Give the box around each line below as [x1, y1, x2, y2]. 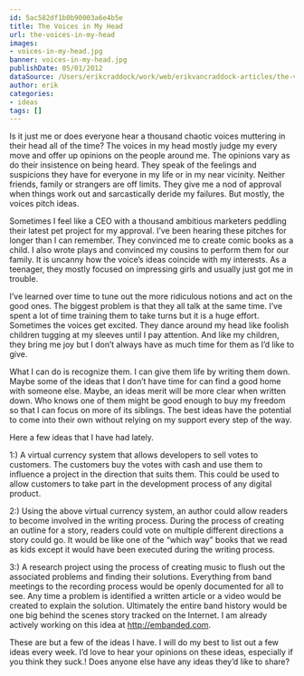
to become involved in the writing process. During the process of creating [9, 516, 285, 526]
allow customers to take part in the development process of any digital [9, 478, 272, 489]
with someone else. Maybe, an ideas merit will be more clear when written [9, 386, 287, 397]
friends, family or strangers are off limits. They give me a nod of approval [9, 179, 282, 190]
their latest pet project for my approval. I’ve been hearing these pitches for [9, 226, 287, 237]
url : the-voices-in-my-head [9, 30, 116, 39]
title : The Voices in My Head [9, 22, 124, 31]
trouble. [9, 274, 39, 285]
